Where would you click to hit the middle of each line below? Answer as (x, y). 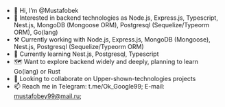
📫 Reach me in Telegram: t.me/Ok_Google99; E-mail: (89, 86)
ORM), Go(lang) (36, 32)
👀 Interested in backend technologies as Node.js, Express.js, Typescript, (116, 18)
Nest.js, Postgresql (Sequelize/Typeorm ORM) (79, 47)
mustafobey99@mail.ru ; (48, 96)
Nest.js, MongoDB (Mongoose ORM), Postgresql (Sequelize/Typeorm (111, 25)
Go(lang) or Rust (37, 71)
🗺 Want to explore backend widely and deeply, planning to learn (106, 62)
